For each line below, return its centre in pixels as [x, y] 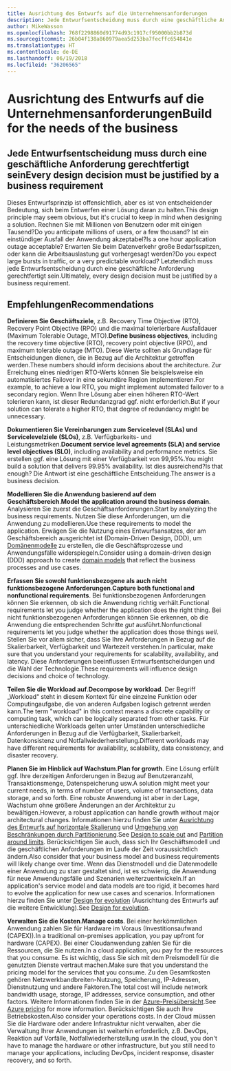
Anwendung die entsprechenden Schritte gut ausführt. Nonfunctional [104, 625]
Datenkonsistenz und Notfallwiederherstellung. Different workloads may [108, 741]
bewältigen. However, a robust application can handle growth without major [113, 813]
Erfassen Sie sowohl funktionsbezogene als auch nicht [87, 581]
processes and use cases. [44, 568]
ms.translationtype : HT [41, 45]
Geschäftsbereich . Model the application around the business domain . [109, 502]
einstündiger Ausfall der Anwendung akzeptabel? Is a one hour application [112, 239]
